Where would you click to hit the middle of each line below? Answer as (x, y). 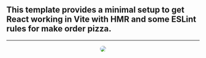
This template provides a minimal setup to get (96, 10)
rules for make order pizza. (59, 29)
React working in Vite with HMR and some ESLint (101, 20)
